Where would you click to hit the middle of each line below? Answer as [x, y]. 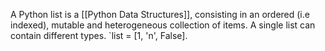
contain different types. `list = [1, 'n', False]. [99, 35]
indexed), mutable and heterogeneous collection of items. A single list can [163, 25]
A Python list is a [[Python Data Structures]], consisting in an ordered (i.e [160, 14]
